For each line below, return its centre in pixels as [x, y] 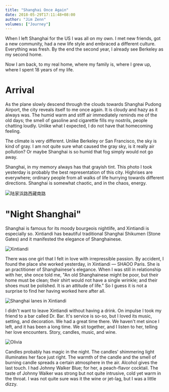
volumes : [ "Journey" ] [28, 24]
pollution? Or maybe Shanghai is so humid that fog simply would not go [79, 152]
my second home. [24, 55]
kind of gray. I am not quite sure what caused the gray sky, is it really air [80, 146]
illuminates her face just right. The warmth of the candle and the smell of [81, 357]
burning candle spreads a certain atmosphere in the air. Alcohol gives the [81, 363]
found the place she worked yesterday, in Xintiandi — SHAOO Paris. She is [83, 264]
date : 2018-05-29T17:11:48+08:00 [40, 15]
